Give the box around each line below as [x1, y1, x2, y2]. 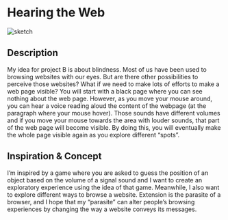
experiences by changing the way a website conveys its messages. [7, 205, 197, 213]
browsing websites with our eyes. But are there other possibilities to [7, 72, 199, 81]
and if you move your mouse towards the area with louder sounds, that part [7, 116, 220, 124]
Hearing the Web [7, 5, 105, 20]
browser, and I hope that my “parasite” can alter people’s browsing [7, 197, 195, 206]
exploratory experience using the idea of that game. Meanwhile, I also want [7, 183, 220, 191]
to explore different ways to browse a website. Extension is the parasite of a [7, 190, 221, 199]
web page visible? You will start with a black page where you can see [7, 87, 203, 95]
